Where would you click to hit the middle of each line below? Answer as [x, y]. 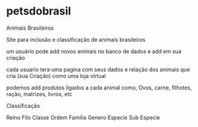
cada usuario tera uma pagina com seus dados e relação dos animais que [98, 69]
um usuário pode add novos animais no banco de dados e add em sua [94, 51]
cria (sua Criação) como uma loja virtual [56, 76]
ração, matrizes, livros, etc [39, 94]
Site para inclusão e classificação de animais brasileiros [76, 39]
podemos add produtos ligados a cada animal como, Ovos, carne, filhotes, [99, 87]
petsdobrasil [39, 11]
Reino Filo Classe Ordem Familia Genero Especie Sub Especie [83, 117]
